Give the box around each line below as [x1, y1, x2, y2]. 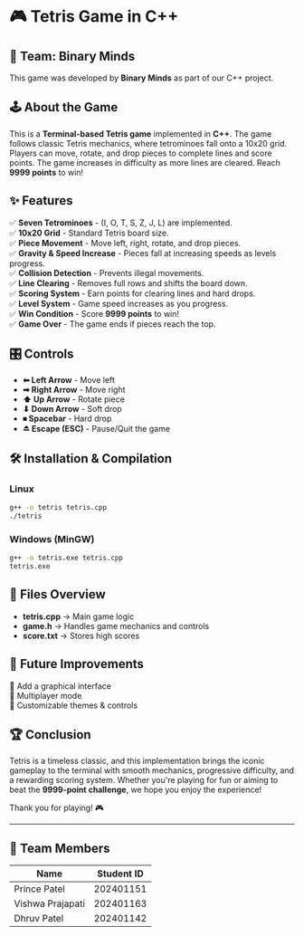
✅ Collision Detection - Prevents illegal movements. [9, 267, 204, 278]
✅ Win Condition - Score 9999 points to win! [9, 308, 179, 319]
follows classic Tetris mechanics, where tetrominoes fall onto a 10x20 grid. [9, 138, 288, 148]
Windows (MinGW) [9, 532, 95, 545]
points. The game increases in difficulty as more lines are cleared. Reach [9, 157, 280, 167]
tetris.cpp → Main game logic [22, 611, 135, 622]
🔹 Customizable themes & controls [9, 700, 138, 711]
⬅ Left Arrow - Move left [22, 375, 116, 386]
